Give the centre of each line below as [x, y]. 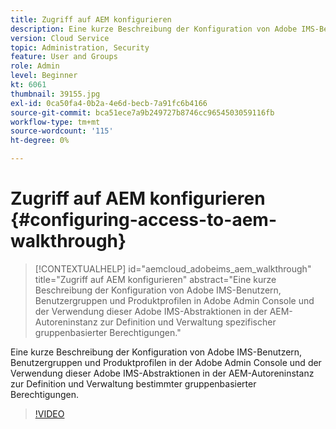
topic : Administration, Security [80, 47]
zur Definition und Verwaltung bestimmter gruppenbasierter [133, 383]
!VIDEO [49, 413]
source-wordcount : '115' [62, 131]
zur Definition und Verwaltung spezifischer [188, 322]
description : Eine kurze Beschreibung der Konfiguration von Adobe [154, 29]
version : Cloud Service [60, 38]
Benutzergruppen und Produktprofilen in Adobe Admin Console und [174, 300]
